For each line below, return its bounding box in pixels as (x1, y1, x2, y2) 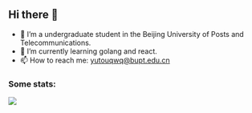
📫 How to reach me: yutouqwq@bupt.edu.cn (19, 55, 170, 65)
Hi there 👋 (8, 8, 59, 22)
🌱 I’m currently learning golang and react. (19, 46, 158, 56)
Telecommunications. (19, 38, 91, 47)
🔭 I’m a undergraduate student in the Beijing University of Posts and (19, 29, 245, 38)
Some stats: (8, 78, 56, 89)
